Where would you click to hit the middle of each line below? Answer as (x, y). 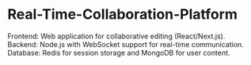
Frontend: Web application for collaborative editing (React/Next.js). (116, 36)
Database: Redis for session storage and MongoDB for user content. (119, 52)
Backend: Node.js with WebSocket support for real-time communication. (126, 44)
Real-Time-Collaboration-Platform (123, 14)
